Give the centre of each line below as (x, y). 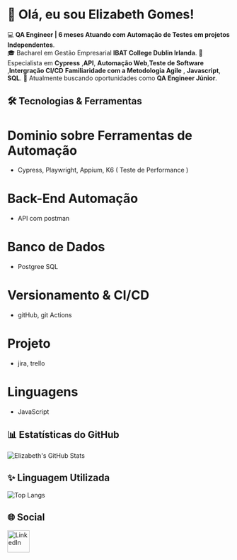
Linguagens (43, 392)
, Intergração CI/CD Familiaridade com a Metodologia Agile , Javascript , (114, 70)
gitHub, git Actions (45, 315)
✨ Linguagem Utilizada (59, 478)
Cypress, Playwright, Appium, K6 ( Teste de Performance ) (103, 170)
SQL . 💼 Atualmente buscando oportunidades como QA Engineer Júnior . (112, 78)
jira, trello (31, 363)
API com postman (44, 219)
